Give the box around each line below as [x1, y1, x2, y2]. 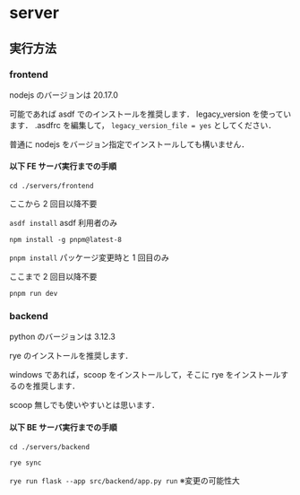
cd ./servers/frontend [9, 182, 94, 191]
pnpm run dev [9, 290, 58, 299]
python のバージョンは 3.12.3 [9, 331, 116, 343]
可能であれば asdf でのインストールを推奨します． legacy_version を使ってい [9, 109, 292, 119]
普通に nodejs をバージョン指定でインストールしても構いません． [9, 138, 249, 150]
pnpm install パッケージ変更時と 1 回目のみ [9, 252, 170, 263]
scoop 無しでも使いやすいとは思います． [9, 400, 159, 411]
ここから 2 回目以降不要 [9, 198, 98, 209]
